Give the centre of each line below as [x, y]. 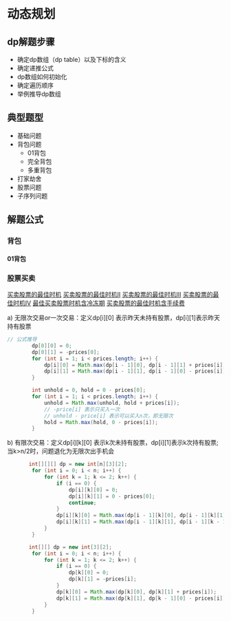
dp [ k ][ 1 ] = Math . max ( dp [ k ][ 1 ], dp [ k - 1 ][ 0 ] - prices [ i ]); [142, 598]
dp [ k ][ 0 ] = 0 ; [89, 573]
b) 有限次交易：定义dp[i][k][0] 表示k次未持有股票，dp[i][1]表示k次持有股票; [113, 443]
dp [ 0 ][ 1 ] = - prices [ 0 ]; [66, 352]
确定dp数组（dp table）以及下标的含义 [71, 60]
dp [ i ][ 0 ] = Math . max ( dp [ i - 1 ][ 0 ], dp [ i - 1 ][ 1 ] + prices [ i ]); [136, 365]
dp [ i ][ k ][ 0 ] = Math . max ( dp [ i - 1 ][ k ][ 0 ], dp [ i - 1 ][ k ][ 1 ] [141, 516]
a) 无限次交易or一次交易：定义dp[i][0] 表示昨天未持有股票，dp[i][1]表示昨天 [113, 318]
